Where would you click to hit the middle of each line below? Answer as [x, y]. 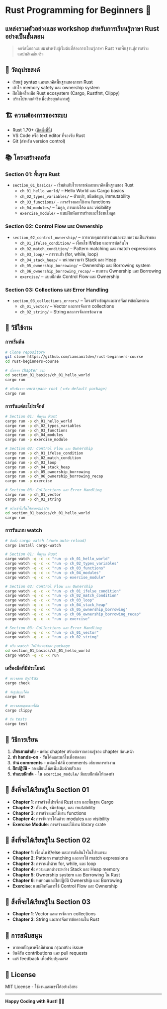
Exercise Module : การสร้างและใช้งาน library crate [59, 824]
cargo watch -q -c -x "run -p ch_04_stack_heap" [56, 605]
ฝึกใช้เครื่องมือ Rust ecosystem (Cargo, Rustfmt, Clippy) [66, 93]
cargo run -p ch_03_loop [31, 462]
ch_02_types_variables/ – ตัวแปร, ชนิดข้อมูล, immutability [75, 196]
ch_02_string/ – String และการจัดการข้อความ [61, 311]
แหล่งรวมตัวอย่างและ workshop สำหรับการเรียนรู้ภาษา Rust [82, 29]
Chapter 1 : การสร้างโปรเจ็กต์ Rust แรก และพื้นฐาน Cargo [63, 802]
